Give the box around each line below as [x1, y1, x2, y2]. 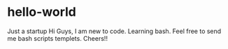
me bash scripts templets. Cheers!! [7, 34, 108, 42]
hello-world [7, 4, 77, 20]
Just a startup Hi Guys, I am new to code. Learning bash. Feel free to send [7, 27, 222, 35]
